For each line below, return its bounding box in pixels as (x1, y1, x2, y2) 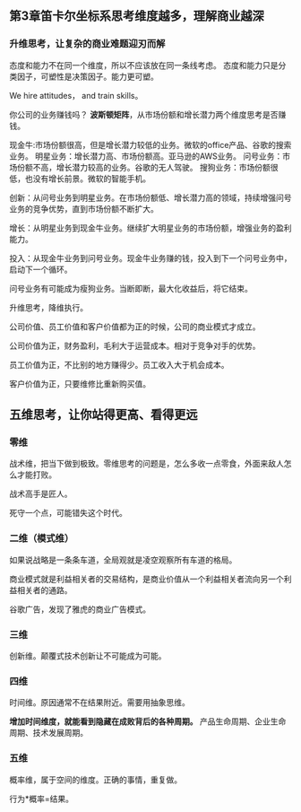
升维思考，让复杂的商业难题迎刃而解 (9, 38, 166, 50)
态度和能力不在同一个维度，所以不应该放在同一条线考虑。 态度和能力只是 (9, 59, 279, 70)
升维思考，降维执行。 (9, 301, 88, 312)
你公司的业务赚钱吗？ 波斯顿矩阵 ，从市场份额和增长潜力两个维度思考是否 (9, 109, 279, 119)
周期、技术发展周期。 (9, 728, 88, 738)
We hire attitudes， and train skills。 (9, 90, 143, 100)
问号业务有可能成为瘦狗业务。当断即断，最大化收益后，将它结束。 (9, 283, 253, 293)
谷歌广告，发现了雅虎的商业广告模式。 (9, 604, 150, 615)
